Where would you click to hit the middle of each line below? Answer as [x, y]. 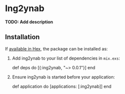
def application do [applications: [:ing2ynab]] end [62, 86]
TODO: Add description [29, 22]
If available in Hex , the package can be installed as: [56, 48]
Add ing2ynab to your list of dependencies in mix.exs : [66, 58]
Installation [22, 37]
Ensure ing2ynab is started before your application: [63, 77]
